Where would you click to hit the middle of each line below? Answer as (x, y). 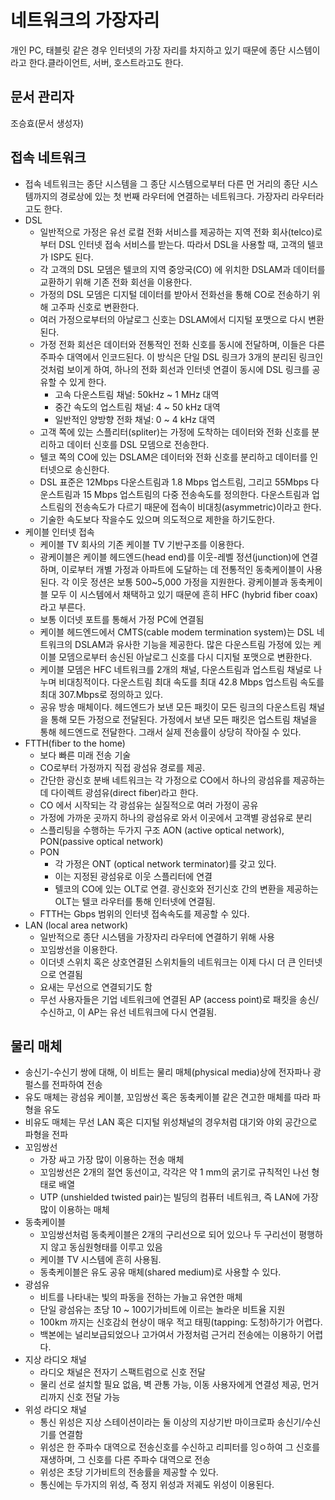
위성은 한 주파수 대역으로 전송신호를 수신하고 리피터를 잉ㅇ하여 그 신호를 (180, 1447)
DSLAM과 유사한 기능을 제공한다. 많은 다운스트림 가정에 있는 (193, 644)
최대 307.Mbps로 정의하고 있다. (101, 694)
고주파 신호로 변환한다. (95, 307)
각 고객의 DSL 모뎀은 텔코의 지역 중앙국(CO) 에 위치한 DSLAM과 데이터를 (182, 269)
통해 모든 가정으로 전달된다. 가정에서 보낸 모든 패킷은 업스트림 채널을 (184, 719)
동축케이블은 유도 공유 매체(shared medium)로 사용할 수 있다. (160, 1272)
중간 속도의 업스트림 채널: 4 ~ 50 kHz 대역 (137, 407)
